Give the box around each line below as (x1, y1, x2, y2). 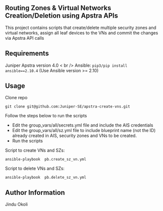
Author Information (5, 188, 65, 197)
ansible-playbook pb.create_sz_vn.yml (5, 157, 87, 162)
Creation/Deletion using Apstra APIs (5, 12, 118, 20)
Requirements (5, 49, 49, 58)
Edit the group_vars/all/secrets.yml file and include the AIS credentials (12, 122, 153, 128)
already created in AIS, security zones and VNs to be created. (12, 132, 137, 139)
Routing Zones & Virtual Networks (5, 4, 112, 12)
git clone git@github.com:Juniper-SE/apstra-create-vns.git (5, 104, 131, 109)
